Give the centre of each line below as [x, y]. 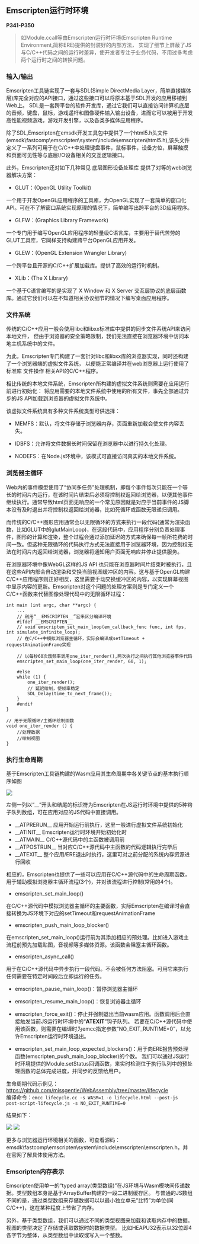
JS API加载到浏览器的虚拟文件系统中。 [63, 398]
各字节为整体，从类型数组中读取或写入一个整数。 [66, 1235]
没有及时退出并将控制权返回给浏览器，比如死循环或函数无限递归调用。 [97, 509]
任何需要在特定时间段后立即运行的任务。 [55, 976]
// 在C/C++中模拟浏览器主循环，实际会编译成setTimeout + [81, 638]
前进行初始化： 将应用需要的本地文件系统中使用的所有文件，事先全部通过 [95, 391]
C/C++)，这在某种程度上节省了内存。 [52, 1208]
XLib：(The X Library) [41, 278]
